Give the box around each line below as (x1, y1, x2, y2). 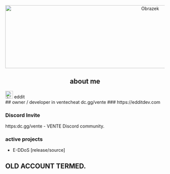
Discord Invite (5, 111, 40, 119)
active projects (5, 136, 43, 143)
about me (70, 77, 100, 86)
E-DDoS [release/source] (12, 147, 65, 153)
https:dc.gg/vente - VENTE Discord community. (5, 123, 105, 129)
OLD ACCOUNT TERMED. (5, 161, 86, 170)
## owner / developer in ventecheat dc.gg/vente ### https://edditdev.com (5, 99, 161, 105)
